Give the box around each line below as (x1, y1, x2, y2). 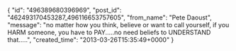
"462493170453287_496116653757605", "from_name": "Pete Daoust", (7, 13, 213, 22)
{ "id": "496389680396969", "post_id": (7, 6, 122, 14)
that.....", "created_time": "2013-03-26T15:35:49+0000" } (7, 36, 174, 44)
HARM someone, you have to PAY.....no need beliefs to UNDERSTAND (7, 28, 211, 36)
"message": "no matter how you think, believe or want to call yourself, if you (7, 21, 230, 29)
